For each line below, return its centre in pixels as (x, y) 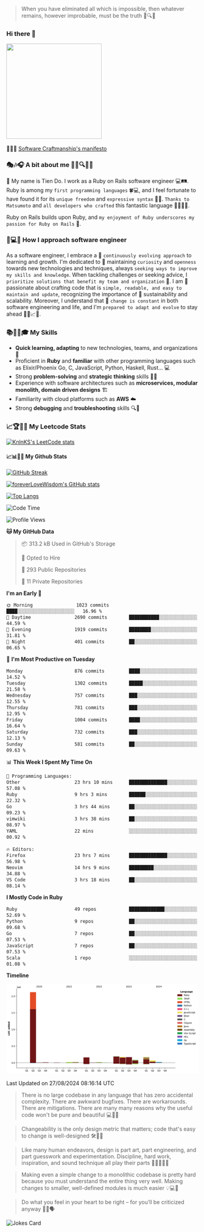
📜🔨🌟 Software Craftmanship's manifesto (57, 149)
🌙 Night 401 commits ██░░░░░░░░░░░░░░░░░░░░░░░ (102, 642)
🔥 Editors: (20, 849)
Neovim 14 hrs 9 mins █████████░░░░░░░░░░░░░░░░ (102, 867)
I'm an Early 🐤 (24, 593)
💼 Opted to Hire (41, 558)
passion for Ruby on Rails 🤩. (44, 223)
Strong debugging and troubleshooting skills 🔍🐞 (77, 408)
